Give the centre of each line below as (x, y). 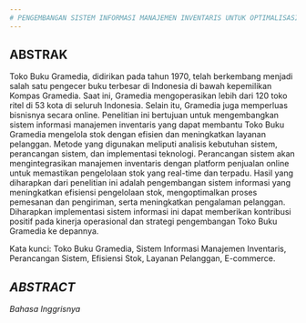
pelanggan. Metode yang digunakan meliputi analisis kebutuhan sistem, (143, 144)
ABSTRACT (42, 287)
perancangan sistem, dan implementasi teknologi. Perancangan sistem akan (153, 154)
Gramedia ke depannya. (54, 231)
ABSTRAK (39, 55)
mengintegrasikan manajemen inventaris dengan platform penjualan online (149, 164)
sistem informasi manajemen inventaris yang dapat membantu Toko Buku (147, 125)
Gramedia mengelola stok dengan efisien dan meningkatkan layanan (138, 135)
